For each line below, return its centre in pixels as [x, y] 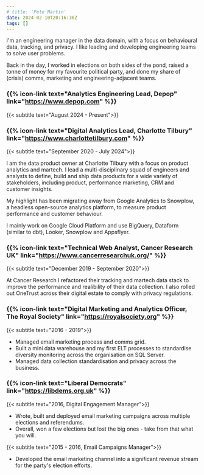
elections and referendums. [50, 422]
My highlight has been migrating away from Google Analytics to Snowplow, [100, 201]
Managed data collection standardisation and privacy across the [96, 361]
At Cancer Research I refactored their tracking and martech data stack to [98, 280]
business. [27, 367]
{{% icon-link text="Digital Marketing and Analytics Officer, [97, 309]
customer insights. [30, 189]
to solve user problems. [36, 54]
